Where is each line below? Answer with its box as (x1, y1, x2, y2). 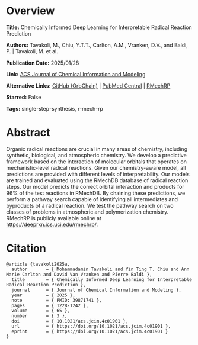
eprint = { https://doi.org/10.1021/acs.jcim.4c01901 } (11, 328, 168, 334)
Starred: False (6, 93, 41, 101)
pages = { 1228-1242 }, (11, 302, 89, 308)
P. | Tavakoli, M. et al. (6, 47, 58, 54)
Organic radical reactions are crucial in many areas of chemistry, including (6, 145, 188, 152)
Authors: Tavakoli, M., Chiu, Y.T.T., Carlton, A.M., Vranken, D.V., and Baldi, (6, 41, 189, 49)
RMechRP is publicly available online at (6, 214, 102, 221)
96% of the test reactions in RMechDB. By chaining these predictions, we (6, 189, 186, 196)
